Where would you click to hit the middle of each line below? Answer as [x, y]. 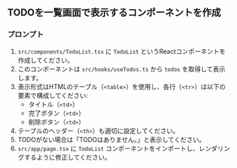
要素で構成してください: [53, 95]
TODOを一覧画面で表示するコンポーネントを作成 [114, 13]
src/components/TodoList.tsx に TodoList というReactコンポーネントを [121, 51]
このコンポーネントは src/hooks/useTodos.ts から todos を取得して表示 [121, 68]
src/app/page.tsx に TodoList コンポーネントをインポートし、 [108, 148]
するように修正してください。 [67, 157]
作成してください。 [45, 60]
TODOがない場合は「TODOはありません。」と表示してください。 [111, 139]
